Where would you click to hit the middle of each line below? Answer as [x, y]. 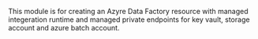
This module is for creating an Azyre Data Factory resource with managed [128, 11]
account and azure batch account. [64, 28]
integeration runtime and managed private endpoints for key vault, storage [129, 19]
